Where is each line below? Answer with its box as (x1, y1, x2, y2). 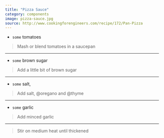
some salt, (12, 81, 31, 87)
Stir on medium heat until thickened (17, 128, 89, 134)
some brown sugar (12, 58, 48, 63)
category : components (5, 12, 49, 17)
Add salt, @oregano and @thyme (17, 91, 84, 97)
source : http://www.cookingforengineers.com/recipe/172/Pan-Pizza (5, 20, 143, 26)
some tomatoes (12, 34, 41, 40)
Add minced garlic (17, 114, 54, 120)
